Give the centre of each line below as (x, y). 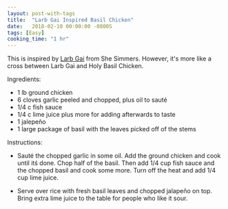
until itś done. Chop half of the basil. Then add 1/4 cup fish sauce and (116, 163)
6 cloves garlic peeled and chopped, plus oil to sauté (92, 100)
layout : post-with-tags (41, 13)
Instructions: (25, 142)
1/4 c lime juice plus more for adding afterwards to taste (96, 115)
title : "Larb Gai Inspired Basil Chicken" (71, 20)
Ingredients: (24, 79)
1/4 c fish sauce (40, 107)
